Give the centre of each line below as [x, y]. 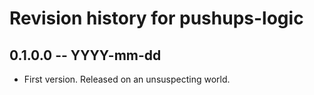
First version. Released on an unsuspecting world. [127, 79]
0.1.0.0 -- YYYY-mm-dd [85, 55]
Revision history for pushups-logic [156, 18]
